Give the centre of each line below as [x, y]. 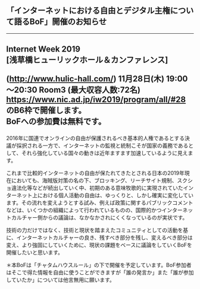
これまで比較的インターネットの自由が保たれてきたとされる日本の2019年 [95, 173]
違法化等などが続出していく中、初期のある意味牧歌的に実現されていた [97, 188]
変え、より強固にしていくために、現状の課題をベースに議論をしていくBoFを [99, 245]
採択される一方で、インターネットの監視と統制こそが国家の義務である [102, 146]
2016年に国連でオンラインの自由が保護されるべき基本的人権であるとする [96, 138]
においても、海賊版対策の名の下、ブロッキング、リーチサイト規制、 [94, 180]
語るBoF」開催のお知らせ [60, 22]
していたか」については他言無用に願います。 [60, 280]
